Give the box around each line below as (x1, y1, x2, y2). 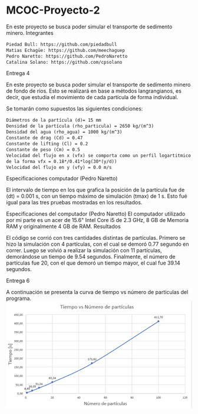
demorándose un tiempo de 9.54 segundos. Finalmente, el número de (6, 253, 176, 260)
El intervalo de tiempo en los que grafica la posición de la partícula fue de (6, 186, 185, 193)
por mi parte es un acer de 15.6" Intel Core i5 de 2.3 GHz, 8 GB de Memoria (6, 216, 189, 223)
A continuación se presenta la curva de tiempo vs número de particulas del (6, 288, 189, 295)
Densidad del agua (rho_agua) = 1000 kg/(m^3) (6, 129, 123, 135)
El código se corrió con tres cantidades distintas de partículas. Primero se (6, 234, 186, 241)
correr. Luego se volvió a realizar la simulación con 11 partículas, (6, 246, 162, 254)
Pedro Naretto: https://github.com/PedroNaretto (6, 53, 128, 59)
